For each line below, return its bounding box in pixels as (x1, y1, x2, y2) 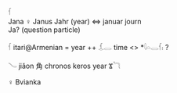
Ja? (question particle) (8, 25, 81, 34)
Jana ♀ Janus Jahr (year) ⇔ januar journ (8, 17, 143, 26)
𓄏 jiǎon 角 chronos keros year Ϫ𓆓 (8, 61, 121, 70)
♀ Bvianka (8, 77, 42, 87)
